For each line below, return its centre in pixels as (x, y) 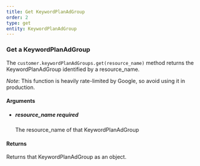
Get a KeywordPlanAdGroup (48, 50)
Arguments (21, 101)
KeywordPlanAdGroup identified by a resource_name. (73, 69)
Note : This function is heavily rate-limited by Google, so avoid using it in (96, 81)
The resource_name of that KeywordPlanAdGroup (77, 130)
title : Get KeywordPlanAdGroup (46, 12)
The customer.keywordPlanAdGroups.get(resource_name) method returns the (100, 63)
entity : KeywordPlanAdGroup (42, 29)
